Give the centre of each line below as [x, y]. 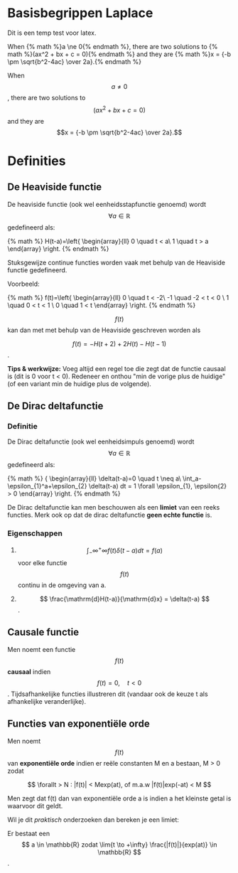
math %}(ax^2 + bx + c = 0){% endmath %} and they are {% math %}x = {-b [119, 54]
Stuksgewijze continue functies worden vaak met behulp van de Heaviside [117, 262]
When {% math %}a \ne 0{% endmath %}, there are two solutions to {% [113, 46]
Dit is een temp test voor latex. [52, 33]
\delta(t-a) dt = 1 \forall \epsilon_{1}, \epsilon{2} [158, 486]
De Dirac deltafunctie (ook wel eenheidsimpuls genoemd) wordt [101, 441]
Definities [37, 161]
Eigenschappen [35, 533]
